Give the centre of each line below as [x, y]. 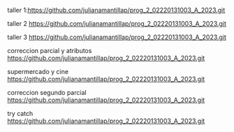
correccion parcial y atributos [50, 51]
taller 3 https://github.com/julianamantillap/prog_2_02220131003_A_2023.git [117, 37]
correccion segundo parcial [47, 93]
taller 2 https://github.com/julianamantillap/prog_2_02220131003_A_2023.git [117, 23]
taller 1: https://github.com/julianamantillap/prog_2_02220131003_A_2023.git [116, 10]
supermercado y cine [38, 72]
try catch [20, 113]
